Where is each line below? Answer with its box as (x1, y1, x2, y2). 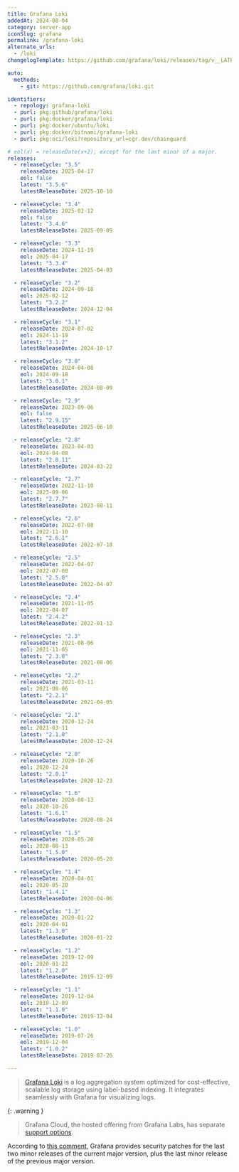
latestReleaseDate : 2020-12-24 (20, 737, 113, 745)
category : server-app (7, 23, 72, 31)
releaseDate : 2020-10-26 (20, 757, 94, 765)
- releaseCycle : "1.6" (14, 790, 81, 797)
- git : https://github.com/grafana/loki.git (20, 82, 154, 90)
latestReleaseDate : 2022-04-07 (20, 580, 113, 587)
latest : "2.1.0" (20, 731, 69, 738)
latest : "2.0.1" (20, 770, 69, 777)
